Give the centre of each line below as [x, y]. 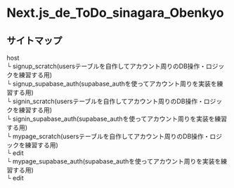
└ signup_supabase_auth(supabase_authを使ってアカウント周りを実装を [112, 83]
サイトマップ [34, 40]
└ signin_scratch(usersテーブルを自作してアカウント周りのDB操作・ [105, 101]
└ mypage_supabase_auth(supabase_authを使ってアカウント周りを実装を [114, 161]
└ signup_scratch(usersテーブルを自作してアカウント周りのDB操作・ [106, 66]
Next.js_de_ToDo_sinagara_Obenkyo [115, 13]
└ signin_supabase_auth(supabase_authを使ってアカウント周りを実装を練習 [117, 119]
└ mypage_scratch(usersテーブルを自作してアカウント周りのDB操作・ [108, 136]
